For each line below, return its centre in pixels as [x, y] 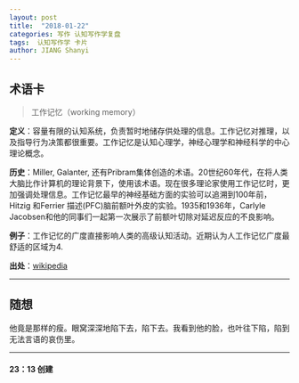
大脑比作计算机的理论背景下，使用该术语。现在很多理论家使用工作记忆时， [145, 183]
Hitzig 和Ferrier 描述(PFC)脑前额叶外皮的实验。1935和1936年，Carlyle [137, 205]
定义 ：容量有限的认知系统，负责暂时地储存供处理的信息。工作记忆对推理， [145, 131]
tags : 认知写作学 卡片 [48, 42]
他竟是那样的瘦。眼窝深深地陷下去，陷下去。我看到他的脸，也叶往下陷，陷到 [149, 328]
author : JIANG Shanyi [49, 51]
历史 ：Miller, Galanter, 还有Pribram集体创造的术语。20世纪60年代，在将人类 [149, 172]
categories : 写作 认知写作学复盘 [65, 34]
